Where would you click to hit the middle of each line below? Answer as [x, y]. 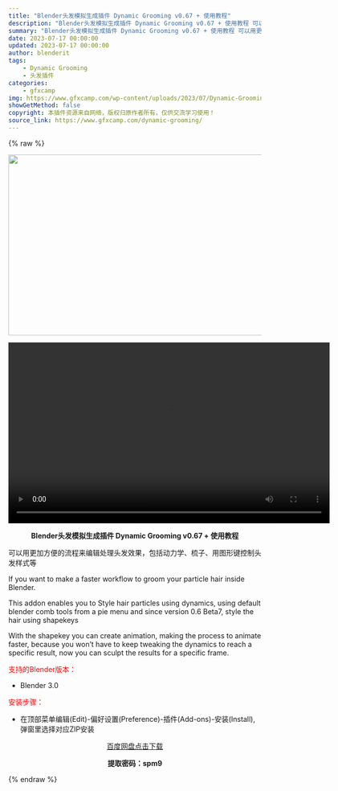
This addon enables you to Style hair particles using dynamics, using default [134, 603]
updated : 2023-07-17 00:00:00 [59, 46]
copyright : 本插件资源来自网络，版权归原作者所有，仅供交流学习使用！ [112, 113]
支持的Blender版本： [42, 669]
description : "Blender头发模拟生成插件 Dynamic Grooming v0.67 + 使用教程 [129, 23]
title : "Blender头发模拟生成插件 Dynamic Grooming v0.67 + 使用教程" [120, 16]
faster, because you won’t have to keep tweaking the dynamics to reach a [130, 644]
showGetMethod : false [45, 105]
